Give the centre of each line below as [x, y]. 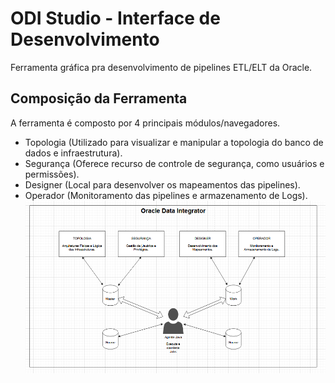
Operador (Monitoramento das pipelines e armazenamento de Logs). [166, 195]
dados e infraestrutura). [73, 153]
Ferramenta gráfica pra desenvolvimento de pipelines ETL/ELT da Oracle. [161, 67]
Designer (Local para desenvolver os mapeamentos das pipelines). [162, 184]
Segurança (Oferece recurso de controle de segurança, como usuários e [174, 163]
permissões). [52, 174]
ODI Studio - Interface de [115, 18]
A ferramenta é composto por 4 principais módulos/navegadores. [145, 123]
